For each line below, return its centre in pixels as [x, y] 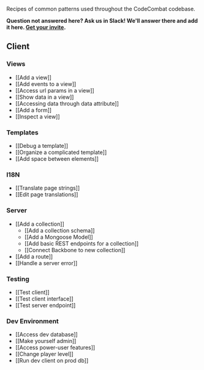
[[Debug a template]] [42, 145]
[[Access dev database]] [46, 334]
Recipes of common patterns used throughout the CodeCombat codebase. [101, 9]
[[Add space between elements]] [57, 158]
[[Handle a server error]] [46, 263]
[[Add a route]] [34, 256]
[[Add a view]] [33, 77]
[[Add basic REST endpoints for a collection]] [81, 243]
